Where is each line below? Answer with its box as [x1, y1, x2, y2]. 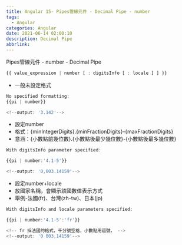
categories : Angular [6, 25, 57, 31]
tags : [6, 14, 19, 20]
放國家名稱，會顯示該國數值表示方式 [14, 187, 103, 194]
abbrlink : [6, 42, 31, 48]
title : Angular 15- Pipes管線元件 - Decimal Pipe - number [6, 8, 151, 15]
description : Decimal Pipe [6, 36, 72, 42]
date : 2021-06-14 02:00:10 [6, 31, 72, 37]
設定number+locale [14, 180, 62, 187]
